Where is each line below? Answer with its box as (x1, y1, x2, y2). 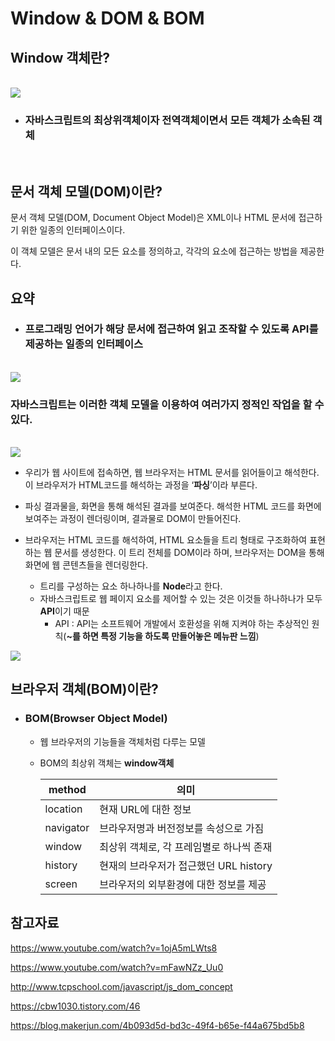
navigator (44, 820, 90, 834)
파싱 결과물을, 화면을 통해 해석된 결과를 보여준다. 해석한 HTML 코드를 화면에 (24, 500, 322, 512)
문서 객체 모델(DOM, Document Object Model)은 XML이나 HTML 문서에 (10, 212, 297, 224)
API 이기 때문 (39, 605, 90, 617)
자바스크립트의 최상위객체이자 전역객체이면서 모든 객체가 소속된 (24, 113, 311, 127)
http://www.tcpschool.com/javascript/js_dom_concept (10, 980, 233, 992)
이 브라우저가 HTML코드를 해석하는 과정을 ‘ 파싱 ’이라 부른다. (24, 479, 258, 491)
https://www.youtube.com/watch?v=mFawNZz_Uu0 (10, 961, 224, 973)
